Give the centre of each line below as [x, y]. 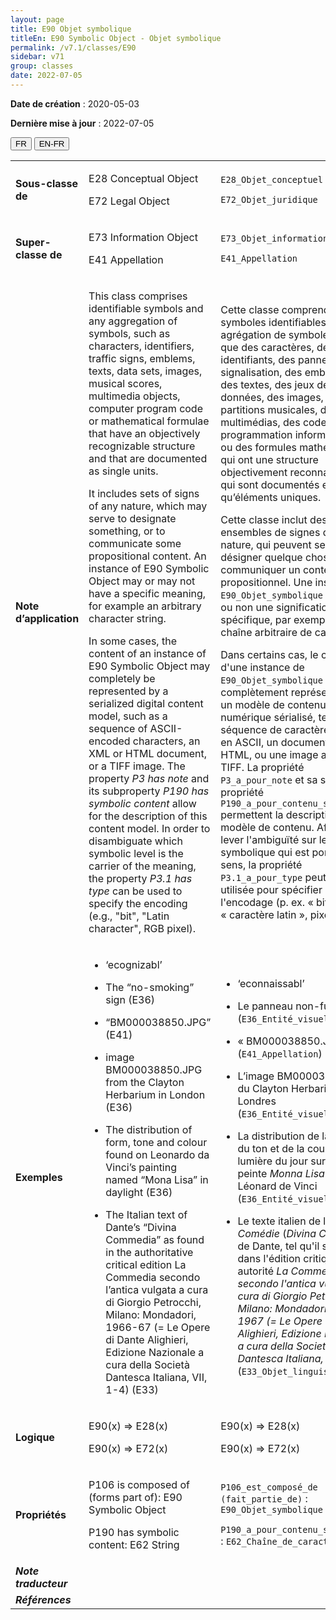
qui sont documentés [270, 484]
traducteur [41, 1583]
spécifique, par [256, 619]
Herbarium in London [155, 1094]
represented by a [128, 691]
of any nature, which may [148, 506]
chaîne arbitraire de [266, 632]
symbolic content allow [142, 803]
